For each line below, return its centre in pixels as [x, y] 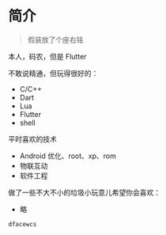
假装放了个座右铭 [55, 40]
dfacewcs [23, 224]
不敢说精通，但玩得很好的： [53, 73]
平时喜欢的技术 [32, 138]
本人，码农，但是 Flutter [47, 56]
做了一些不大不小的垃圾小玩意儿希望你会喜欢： [84, 192]
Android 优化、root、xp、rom [68, 156]
